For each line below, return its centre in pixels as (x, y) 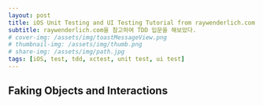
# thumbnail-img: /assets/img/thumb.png (76, 45)
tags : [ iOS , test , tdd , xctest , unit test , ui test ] (96, 60)
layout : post (30, 15)
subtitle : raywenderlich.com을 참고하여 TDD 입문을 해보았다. (102, 30)
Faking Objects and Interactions (88, 91)
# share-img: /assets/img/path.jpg (67, 52)
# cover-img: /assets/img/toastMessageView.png (88, 37)
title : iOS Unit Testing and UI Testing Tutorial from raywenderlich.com (132, 23)
